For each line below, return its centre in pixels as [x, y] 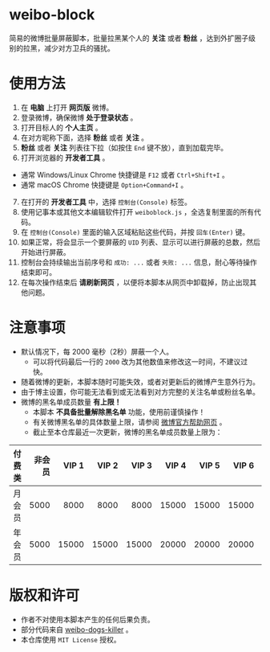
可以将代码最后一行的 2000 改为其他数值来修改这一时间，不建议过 [140, 361]
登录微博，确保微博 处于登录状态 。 [79, 117]
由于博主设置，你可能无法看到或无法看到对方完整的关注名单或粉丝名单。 [140, 392]
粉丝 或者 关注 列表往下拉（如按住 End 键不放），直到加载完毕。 [124, 147]
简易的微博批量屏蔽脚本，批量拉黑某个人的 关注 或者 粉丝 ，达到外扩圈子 [129, 38]
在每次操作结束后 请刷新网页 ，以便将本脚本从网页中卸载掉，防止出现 [135, 282]
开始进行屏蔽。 [45, 252]
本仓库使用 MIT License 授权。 [71, 639]
